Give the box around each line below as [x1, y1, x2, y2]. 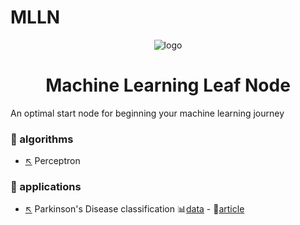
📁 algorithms [10, 132, 74, 146]
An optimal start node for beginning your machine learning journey [10, 107, 285, 119]
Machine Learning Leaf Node [45, 74, 291, 97]
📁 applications [10, 180, 82, 194]
